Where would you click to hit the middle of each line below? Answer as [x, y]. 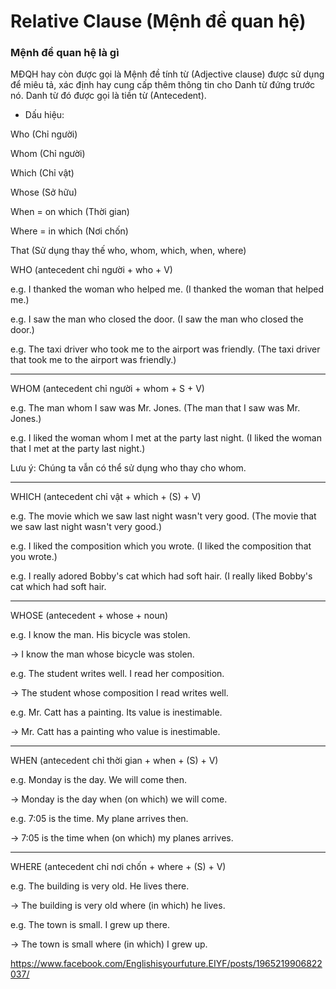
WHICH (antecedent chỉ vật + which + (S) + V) [106, 497]
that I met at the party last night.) [78, 449]
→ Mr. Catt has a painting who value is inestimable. [115, 732]
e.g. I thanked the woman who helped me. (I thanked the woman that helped [167, 289]
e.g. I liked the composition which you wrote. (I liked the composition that [161, 546]
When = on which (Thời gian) [70, 212]
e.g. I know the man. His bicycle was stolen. [100, 635]
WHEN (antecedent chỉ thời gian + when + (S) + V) [114, 761]
